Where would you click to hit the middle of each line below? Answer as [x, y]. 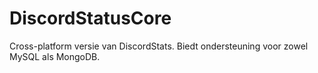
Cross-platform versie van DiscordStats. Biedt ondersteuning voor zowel [159, 46]
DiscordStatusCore [90, 18]
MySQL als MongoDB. [55, 56]
